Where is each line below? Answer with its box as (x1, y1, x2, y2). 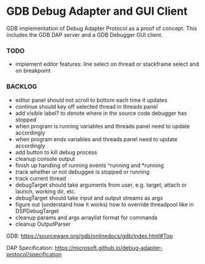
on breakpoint (15, 67, 51, 74)
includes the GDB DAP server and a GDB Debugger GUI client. (6, 31, 163, 38)
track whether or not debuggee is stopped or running (15, 168, 150, 176)
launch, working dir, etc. (15, 187, 76, 195)
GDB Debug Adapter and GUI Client (6, 4, 188, 18)
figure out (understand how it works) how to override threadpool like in (15, 201, 194, 208)
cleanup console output (15, 155, 75, 162)
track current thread (15, 174, 66, 182)
